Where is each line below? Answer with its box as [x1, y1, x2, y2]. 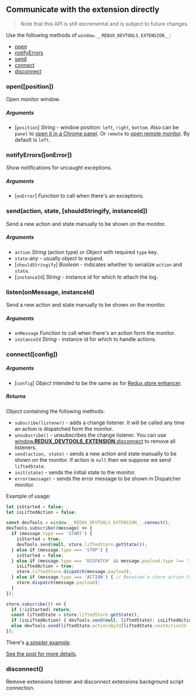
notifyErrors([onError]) [6, 151, 72, 159]
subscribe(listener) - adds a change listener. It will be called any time [14, 419, 185, 426]
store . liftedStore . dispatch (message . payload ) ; [16, 569, 132, 575]
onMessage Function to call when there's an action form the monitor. [14, 329, 176, 336]
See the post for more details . [6, 650, 78, 657]
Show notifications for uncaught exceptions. [6, 164, 113, 172]
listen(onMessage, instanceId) [6, 288, 95, 296]
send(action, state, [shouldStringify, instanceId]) [6, 207, 148, 215]
